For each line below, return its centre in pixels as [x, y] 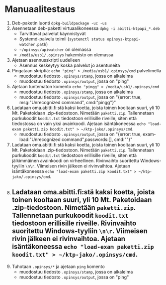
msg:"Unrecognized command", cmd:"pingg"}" [68, 102]
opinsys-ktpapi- [124, 39]
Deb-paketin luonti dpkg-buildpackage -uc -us [59, 23]
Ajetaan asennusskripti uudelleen [46, 60]
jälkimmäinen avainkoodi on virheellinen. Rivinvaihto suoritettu [76, 160]
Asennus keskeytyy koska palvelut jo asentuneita [70, 65]
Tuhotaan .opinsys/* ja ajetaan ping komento [58, 266]
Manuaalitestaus [40, 9]
